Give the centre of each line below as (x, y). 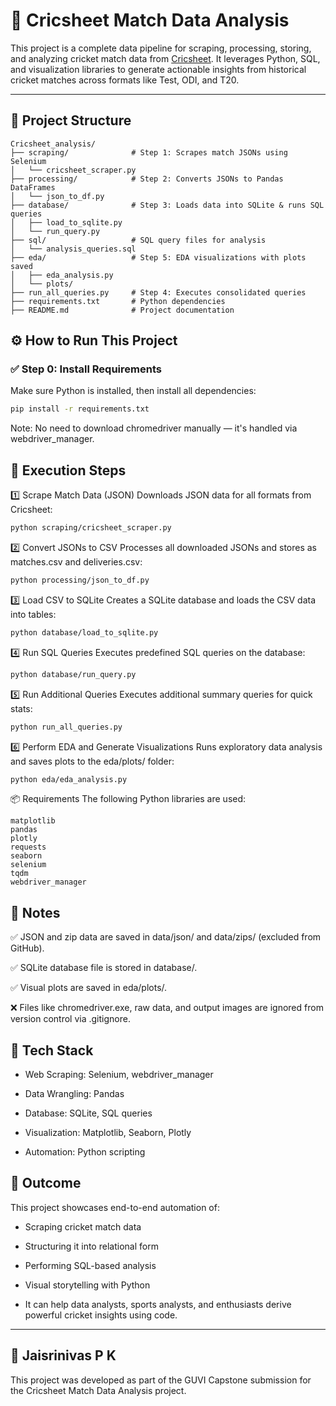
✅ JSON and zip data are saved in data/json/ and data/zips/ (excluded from (166, 937)
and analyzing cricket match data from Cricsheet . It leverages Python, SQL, (165, 58)
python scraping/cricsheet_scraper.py (91, 528)
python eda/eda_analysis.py (69, 779)
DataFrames (33, 187)
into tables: (33, 614)
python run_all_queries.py (66, 727)
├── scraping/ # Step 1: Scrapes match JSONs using (149, 152)
